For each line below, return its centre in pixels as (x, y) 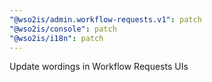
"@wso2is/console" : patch (63, 29)
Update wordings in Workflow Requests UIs (99, 67)
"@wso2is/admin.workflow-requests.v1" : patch (105, 19)
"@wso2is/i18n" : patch (56, 38)
